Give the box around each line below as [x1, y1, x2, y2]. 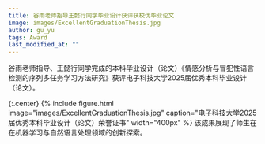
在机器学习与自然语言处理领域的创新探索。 [8, 127, 147, 138]
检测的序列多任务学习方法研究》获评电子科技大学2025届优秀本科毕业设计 [8, 73, 248, 83]
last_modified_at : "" [8, 41, 80, 49]
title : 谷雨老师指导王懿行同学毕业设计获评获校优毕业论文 [8, 11, 175, 20]
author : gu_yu [8, 26, 55, 34]
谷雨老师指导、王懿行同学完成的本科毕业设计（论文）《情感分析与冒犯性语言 [8, 64, 255, 73]
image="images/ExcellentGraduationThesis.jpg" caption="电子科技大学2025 [8, 108, 257, 118]
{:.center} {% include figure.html [8, 99, 115, 109]
